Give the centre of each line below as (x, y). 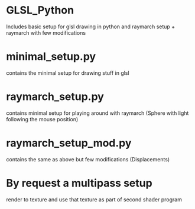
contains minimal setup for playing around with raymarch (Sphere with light (97, 113)
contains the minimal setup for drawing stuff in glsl (68, 73)
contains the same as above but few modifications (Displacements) (88, 159)
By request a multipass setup (79, 183)
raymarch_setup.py (55, 97)
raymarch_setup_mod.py (69, 143)
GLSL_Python (40, 10)
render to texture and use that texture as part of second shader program (94, 199)
